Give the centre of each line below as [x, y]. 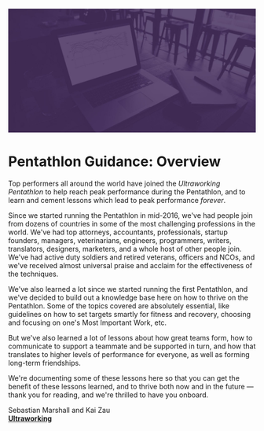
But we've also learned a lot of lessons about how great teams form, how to [130, 337]
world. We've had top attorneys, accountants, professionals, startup [118, 232]
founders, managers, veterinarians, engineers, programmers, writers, [120, 240]
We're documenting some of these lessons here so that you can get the [124, 378]
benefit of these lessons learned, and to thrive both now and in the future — [131, 386]
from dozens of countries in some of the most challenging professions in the [132, 223]
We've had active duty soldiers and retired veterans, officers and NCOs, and [132, 257]
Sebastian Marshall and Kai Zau [59, 410]
